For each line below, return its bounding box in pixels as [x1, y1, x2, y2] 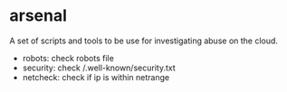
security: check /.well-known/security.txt [22, 62, 176, 73]
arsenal [9, 5, 68, 26]
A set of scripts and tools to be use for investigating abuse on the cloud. [9, 35, 279, 46]
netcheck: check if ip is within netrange [22, 71, 170, 82]
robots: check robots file [22, 52, 115, 63]
